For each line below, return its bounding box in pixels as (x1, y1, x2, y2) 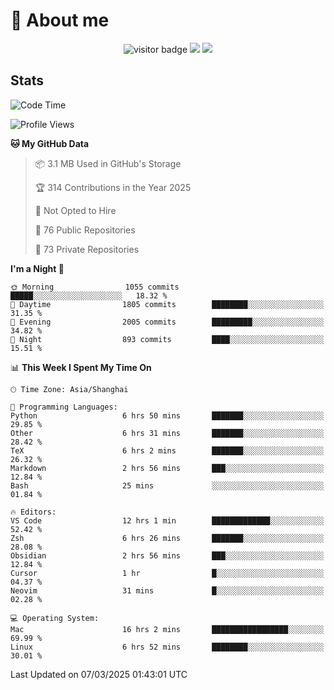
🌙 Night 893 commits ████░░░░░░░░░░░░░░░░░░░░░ (10, 334, 325, 344)
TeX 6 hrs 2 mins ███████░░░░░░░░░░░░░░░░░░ (10, 445, 325, 456)
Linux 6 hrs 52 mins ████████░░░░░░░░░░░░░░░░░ (10, 642, 325, 652)
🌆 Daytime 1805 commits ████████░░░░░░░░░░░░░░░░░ (10, 299, 325, 309)
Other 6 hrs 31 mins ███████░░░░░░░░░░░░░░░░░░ (10, 428, 325, 438)
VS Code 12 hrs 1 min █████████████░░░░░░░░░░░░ (10, 515, 325, 526)
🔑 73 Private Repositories (34, 243, 140, 255)
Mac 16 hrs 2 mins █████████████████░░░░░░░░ (10, 624, 325, 634)
